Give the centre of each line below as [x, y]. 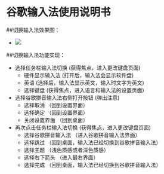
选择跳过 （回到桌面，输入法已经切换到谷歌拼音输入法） [92, 142]
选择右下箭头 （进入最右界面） [61, 157]
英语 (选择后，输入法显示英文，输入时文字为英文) [84, 83]
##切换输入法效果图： [33, 30]
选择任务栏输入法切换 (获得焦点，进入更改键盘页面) [78, 68]
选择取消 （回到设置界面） [56, 105]
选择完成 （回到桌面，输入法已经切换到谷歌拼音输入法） [92, 164]
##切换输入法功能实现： [36, 55]
